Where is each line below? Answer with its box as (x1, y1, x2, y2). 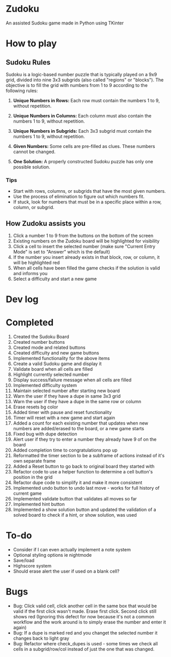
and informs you (13, 271, 48, 277)
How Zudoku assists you (6, 219, 86, 228)
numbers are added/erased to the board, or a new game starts (13, 426, 145, 432)
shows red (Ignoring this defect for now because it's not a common (13, 614, 155, 620)
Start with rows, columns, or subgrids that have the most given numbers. (13, 188, 166, 194)
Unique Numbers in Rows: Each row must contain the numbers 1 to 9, (13, 97, 160, 103)
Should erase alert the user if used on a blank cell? (13, 568, 120, 575)
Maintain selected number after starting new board (13, 387, 120, 394)
